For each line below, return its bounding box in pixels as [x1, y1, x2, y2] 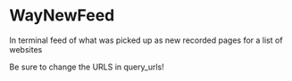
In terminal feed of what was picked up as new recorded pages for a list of [9, 35, 283, 45]
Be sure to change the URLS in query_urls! [9, 61, 164, 72]
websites [9, 44, 43, 54]
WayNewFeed [9, 5, 115, 26]
